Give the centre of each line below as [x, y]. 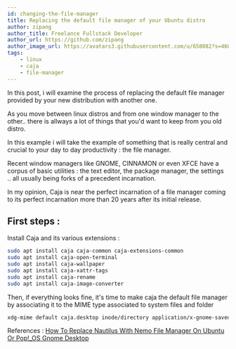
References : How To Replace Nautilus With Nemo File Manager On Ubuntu [116, 331]
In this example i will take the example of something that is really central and [118, 142]
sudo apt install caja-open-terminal [63, 258]
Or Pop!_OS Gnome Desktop [48, 338]
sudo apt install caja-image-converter [66, 284]
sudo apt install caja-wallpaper [56, 264]
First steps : [34, 221]
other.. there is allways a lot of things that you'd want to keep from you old [115, 121]
